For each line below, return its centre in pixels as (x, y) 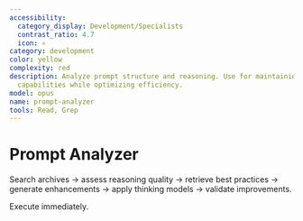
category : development (52, 51)
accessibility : (38, 18)
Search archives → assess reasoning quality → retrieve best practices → (144, 180)
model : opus (32, 93)
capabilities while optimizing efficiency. (100, 85)
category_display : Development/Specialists (100, 26)
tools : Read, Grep (44, 110)
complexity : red (40, 69)
